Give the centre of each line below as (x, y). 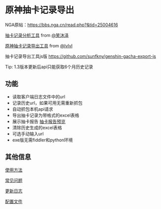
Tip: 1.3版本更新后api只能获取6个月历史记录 (49, 67)
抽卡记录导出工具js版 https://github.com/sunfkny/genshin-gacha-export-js (80, 56)
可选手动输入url (28, 133)
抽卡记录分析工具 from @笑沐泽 (37, 35)
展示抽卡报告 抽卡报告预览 (39, 121)
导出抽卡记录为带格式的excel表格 (46, 115)
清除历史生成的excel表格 (37, 127)
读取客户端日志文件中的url (39, 96)
